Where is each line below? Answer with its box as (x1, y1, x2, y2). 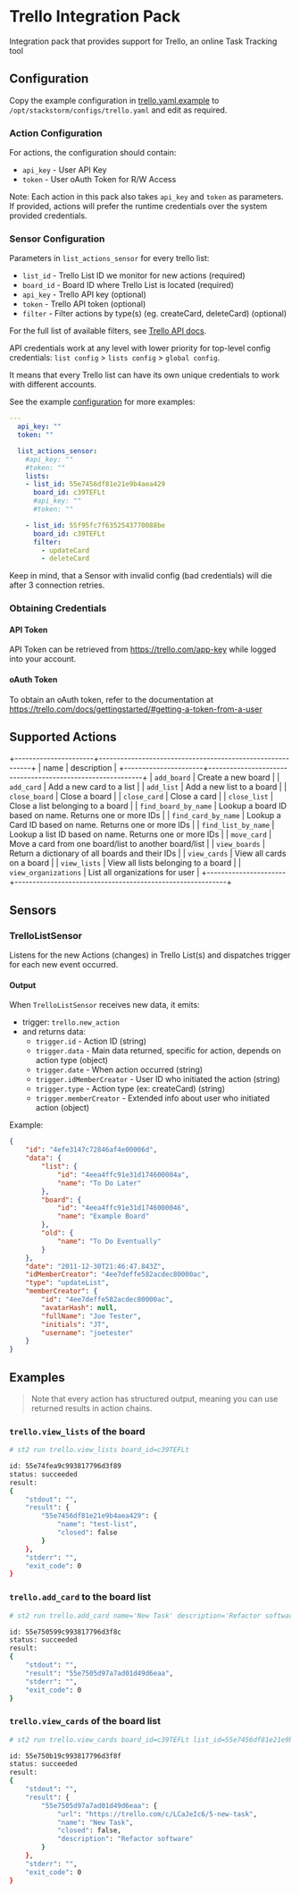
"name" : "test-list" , (56, 1520, 138, 1529)
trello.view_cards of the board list (9, 1715, 161, 1728)
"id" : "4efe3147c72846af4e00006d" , (25, 1145, 158, 1154)
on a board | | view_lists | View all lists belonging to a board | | (9, 858, 242, 868)
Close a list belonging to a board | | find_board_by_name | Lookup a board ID (9, 800, 287, 811)
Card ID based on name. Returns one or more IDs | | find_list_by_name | (9, 820, 275, 831)
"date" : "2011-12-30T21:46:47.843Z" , (25, 1262, 166, 1271)
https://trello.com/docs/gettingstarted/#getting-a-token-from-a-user (9, 704, 262, 714)
